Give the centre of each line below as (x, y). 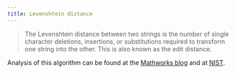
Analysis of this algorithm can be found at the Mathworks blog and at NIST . (116, 62)
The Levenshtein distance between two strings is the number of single (126, 34)
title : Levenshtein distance (50, 14)
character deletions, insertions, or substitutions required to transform (125, 41)
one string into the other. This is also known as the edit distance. (118, 49)
